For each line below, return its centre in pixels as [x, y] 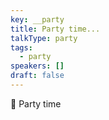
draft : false [37, 76]
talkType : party [44, 38]
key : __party [37, 19]
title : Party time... [55, 29]
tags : [21, 47]
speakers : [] [37, 66]
